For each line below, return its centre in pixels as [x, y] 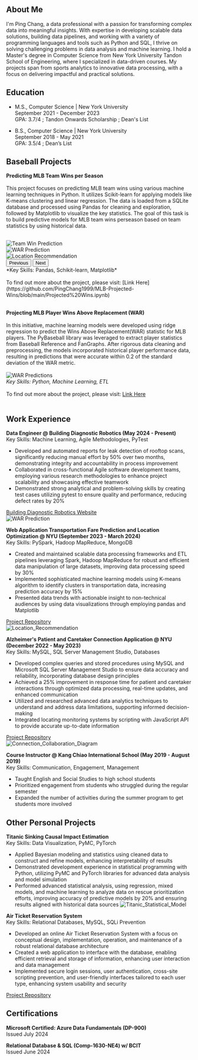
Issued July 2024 [27, 1034]
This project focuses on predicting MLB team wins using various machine [95, 189]
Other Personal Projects [51, 822]
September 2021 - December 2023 [57, 113]
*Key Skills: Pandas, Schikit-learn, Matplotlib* [62, 270]
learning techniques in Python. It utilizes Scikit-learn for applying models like [99, 194]
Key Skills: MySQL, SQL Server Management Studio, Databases [83, 652]
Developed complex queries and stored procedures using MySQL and [99, 663]
